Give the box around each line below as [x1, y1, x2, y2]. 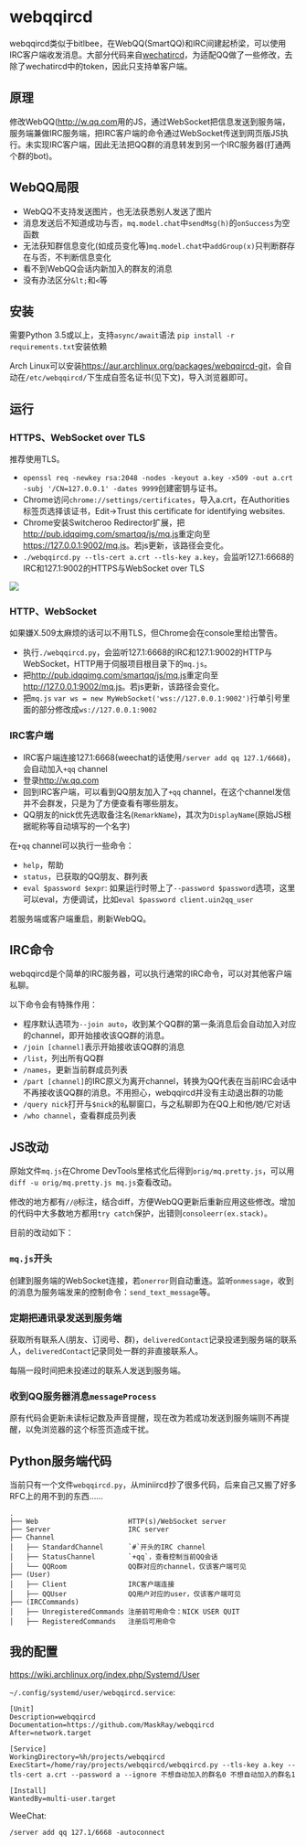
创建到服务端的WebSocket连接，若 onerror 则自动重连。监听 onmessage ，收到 [9, 1274, 294, 1286]
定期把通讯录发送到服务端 [9, 1311, 122, 1324]
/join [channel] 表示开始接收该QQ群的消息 [22, 1041, 185, 1053]
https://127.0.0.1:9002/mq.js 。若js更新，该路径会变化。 [22, 540, 228, 551]
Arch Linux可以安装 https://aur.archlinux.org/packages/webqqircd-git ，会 [9, 360, 285, 371]
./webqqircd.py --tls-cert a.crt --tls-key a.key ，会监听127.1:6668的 [22, 552, 294, 563]
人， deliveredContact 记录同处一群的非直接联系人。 [9, 1345, 204, 1356]
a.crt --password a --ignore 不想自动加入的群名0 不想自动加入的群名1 [46, 1770, 296, 1779]
